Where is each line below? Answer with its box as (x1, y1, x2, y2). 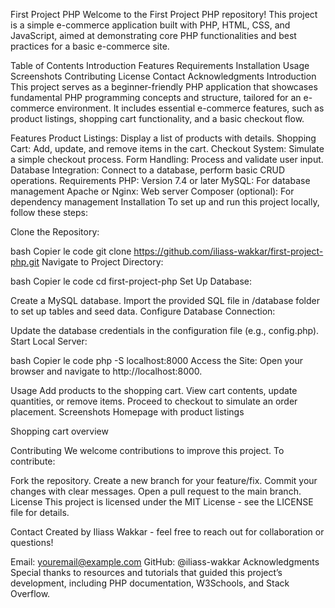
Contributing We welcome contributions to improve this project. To (10, 445, 285, 456)
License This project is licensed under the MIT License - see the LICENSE (10, 496, 314, 508)
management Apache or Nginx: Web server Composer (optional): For (10, 185, 295, 197)
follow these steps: (10, 207, 88, 218)
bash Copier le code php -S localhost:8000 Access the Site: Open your (10, 355, 303, 366)
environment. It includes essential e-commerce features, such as (56, 102, 325, 114)
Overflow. (10, 588, 51, 599)
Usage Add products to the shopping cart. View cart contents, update (10, 385, 298, 396)
